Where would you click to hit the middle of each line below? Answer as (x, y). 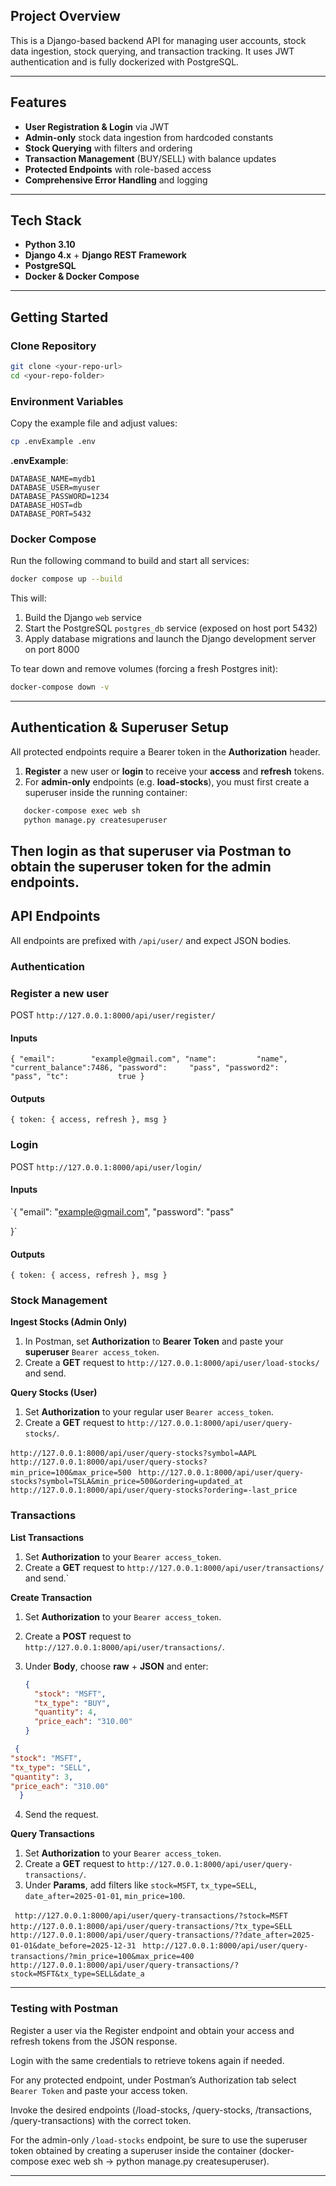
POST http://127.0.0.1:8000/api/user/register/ (113, 1015)
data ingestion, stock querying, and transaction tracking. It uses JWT (152, 51)
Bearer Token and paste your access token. (99, 2090)
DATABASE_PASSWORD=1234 (60, 497)
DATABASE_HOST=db (46, 505)
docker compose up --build (66, 579)
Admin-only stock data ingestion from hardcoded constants (149, 137)
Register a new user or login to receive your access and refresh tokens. (174, 771)
